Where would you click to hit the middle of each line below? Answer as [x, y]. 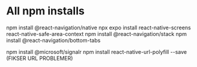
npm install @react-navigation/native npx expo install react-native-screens [98, 28]
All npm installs [46, 11]
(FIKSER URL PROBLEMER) [40, 58]
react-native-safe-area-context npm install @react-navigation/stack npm [97, 33]
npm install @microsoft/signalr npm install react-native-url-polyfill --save [97, 51]
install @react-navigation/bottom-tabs [53, 40]
